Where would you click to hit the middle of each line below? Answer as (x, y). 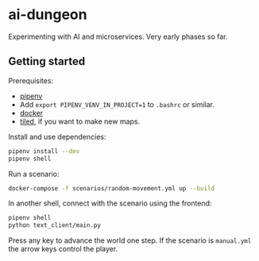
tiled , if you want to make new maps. (80, 121)
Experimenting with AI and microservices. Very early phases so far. (118, 36)
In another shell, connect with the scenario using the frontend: (110, 203)
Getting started (47, 61)
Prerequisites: (31, 80)
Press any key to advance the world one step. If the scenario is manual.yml (130, 240)
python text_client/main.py (55, 225)
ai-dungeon (48, 15)
